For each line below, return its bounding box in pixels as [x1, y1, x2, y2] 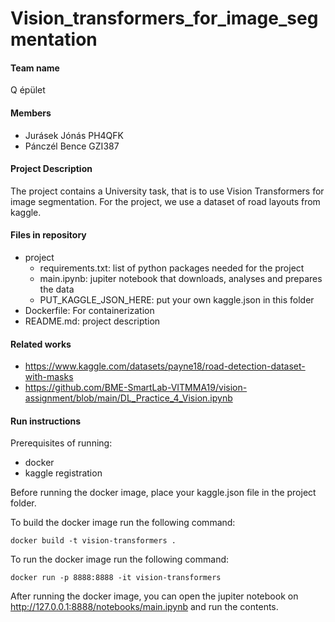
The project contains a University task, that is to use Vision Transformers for [10, 185, 325, 197]
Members [10, 107, 52, 119]
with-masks [24, 371, 74, 383]
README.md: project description [24, 315, 161, 327]
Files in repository [10, 229, 87, 241]
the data [39, 283, 75, 295]
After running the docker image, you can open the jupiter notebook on [10, 590, 299, 602]
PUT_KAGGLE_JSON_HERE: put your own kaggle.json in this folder [39, 294, 315, 306]
